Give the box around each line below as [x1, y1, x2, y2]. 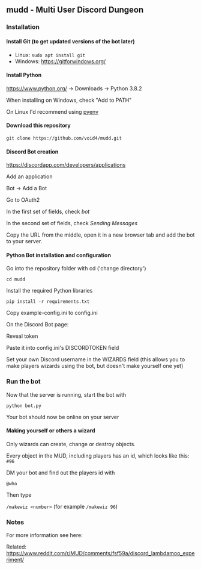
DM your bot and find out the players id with [6, 469, 115, 476]
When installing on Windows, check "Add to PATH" [6, 96, 132, 104]
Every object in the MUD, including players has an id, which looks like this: [6, 452, 190, 459]
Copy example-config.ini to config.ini [6, 309, 98, 317]
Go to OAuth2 [6, 196, 40, 204]
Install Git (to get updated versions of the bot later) [6, 37, 135, 45]
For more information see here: [6, 532, 83, 539]
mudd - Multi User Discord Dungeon [6, 5, 144, 15]
